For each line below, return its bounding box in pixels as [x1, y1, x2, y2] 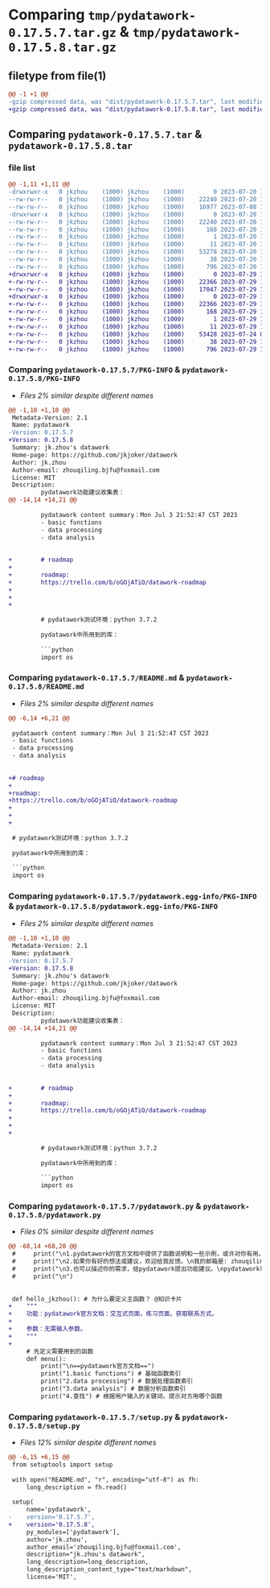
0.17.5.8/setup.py [8, 1421, 80, 1430]
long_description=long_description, [26, 1558, 149, 1566]
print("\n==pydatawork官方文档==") [40, 1363, 155, 1371]
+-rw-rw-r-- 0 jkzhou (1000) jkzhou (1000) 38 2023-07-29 [8, 337, 257, 345]
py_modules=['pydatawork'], [26, 1528, 121, 1536]
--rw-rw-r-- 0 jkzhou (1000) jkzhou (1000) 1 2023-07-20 [8, 233, 257, 241]
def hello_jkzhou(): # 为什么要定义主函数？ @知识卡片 [11, 1295, 182, 1303]
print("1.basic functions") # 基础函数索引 [40, 1370, 182, 1378]
